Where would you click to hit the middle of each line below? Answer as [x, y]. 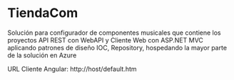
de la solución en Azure [42, 55]
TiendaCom [43, 13]
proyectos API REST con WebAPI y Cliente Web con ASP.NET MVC [105, 40]
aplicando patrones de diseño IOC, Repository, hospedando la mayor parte [117, 47]
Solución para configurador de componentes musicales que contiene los [114, 33]
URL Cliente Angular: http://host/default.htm [72, 69]
